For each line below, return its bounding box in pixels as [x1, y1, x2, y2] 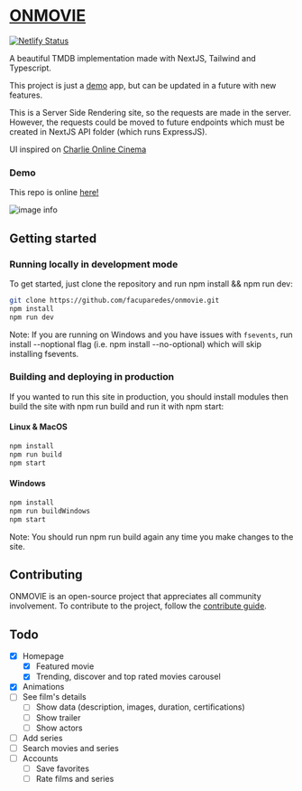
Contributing [9, 567, 83, 582]
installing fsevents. [9, 348, 79, 359]
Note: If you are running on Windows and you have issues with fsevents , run [9, 329, 293, 340]
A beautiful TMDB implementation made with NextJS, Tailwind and [9, 52, 257, 63]
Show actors [35, 722, 83, 733]
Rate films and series [35, 773, 114, 784]
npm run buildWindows [9, 506, 91, 515]
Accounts [22, 752, 59, 764]
